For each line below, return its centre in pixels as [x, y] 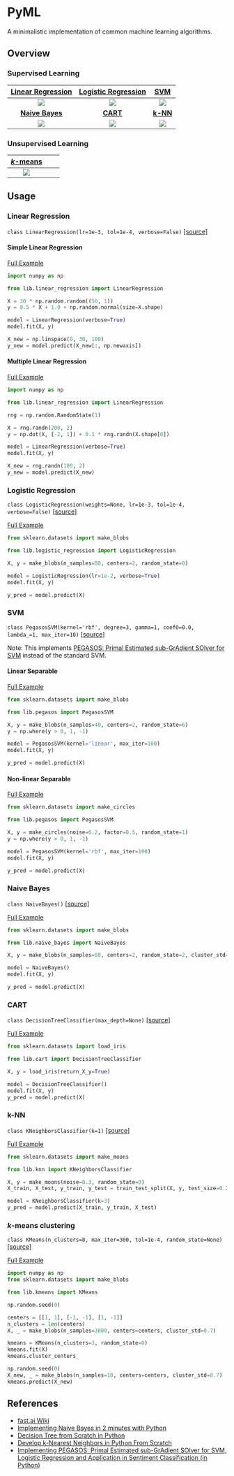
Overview [29, 53]
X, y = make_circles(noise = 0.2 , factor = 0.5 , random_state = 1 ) [98, 832]
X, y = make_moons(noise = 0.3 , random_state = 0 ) [76, 1182]
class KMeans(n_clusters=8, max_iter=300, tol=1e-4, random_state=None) [115, 1240]
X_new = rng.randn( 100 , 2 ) [46, 466]
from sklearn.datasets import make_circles [71, 807]
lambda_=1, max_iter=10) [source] [56, 634]
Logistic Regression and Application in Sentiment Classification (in [112, 1457]
